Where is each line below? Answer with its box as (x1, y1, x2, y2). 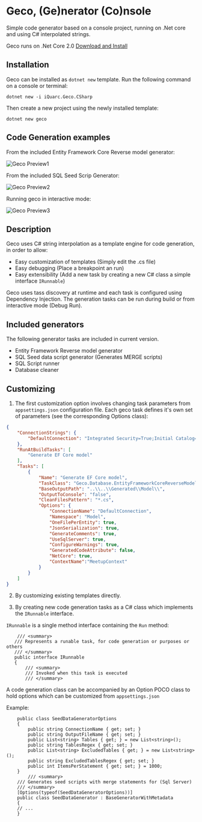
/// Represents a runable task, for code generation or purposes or (14, 639, 189, 645)
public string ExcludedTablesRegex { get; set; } (28, 758, 155, 764)
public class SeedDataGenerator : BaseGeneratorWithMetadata (17, 795, 173, 801)
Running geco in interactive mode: (6, 195, 91, 202)
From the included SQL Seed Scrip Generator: (6, 172, 120, 179)
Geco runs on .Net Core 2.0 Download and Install (6, 42, 128, 49)
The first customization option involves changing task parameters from (14, 400, 191, 407)
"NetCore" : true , (49, 553, 93, 559)
